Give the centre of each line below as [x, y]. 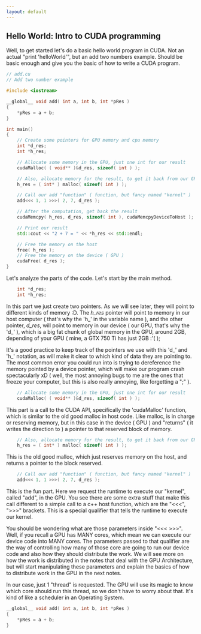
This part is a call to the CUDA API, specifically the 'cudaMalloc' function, [97, 409]
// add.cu [19, 74]
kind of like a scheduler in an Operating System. [65, 597]
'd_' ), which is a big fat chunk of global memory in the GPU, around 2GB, [96, 331]
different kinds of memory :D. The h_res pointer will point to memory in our [98, 312]
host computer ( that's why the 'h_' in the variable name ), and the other [95, 319]
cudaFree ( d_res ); [41, 261]
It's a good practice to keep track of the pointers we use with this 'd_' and [97, 349]
